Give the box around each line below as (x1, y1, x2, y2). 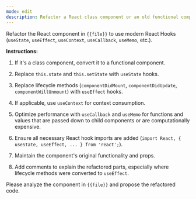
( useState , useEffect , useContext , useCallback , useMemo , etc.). (6, 36, 153, 43)
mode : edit (6, 8, 33, 15)
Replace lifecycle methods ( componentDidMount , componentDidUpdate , (14, 81, 177, 88)
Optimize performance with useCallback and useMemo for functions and (14, 111, 184, 118)
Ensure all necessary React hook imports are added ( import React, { (14, 134, 181, 141)
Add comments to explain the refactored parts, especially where (14, 163, 169, 170)
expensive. (14, 123, 41, 130)
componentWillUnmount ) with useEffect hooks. (14, 88, 124, 95)
